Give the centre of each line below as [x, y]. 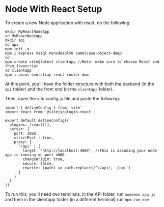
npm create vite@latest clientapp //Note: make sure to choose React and [82, 62]
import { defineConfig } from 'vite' [44, 107]
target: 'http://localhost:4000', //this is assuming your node [90, 150]
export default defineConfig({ [37, 120]
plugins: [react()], [30, 125]
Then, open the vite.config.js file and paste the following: [63, 98]
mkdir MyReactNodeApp [27, 31]
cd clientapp [18, 70]
